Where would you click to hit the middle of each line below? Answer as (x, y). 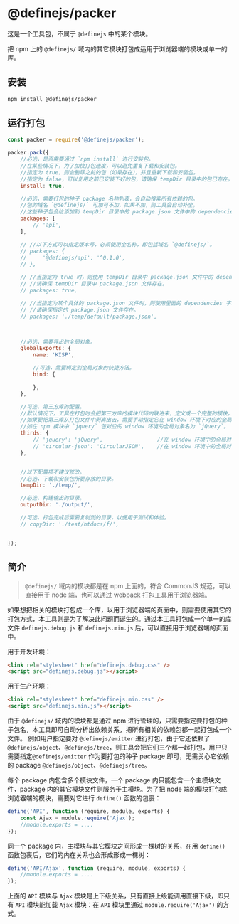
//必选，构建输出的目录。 (53, 498)
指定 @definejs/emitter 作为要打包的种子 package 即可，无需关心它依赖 (124, 756)
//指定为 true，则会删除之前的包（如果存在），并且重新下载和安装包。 (110, 172)
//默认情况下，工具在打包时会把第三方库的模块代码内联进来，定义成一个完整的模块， (127, 413)
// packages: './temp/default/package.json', (89, 317)
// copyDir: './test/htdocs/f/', (70, 524)
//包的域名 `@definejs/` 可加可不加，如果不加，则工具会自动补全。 (109, 205)
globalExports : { (46, 349)
